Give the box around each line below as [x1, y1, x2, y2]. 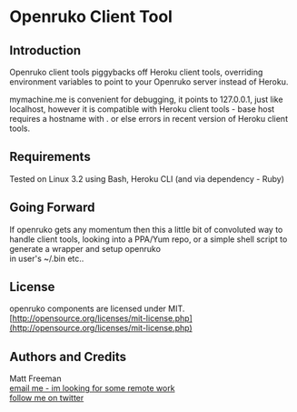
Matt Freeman [9, 373, 62, 384]
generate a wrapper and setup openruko [9, 243, 162, 254]
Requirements [9, 149, 91, 165]
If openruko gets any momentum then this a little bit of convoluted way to [9, 224, 283, 235]
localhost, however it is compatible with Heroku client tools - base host [9, 104, 275, 115]
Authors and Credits [9, 348, 127, 365]
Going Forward [9, 200, 95, 216]
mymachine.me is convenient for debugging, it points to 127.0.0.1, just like [9, 94, 283, 105]
